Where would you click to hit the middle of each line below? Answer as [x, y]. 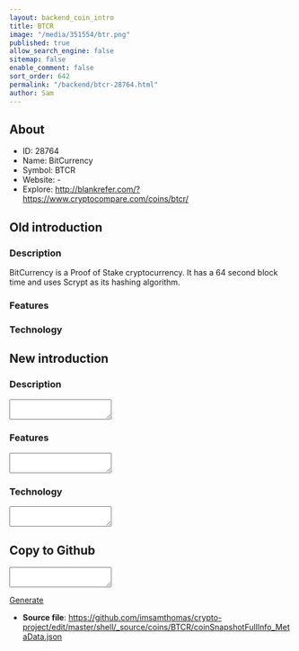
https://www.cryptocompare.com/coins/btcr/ [105, 199]
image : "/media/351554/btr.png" [70, 34]
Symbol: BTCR [49, 170]
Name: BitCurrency [57, 161]
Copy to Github [53, 550]
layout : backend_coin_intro [62, 18]
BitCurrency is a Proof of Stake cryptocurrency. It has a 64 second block [144, 272]
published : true [40, 43]
